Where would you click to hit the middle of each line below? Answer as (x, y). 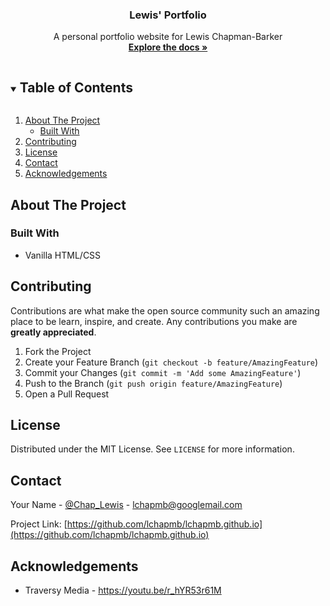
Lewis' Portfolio (168, 15)
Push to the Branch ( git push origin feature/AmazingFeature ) (153, 383)
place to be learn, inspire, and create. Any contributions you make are (154, 321)
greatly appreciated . (53, 332)
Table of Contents (76, 87)
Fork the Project (58, 351)
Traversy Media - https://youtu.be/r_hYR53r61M (123, 590)
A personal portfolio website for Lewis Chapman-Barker (168, 37)
